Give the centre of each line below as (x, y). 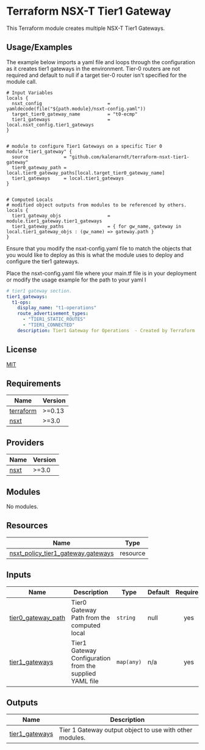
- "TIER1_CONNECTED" (49, 325)
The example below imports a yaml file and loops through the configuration (101, 62)
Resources (27, 526)
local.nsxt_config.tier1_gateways (50, 125)
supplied (84, 673)
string (126, 617)
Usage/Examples (39, 47)
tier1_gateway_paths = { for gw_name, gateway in (97, 226)
